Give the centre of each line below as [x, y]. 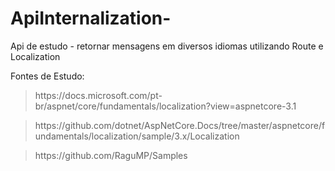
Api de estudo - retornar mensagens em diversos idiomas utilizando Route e [167, 46]
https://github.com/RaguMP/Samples [111, 155]
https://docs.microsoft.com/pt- [98, 95]
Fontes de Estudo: [47, 76]
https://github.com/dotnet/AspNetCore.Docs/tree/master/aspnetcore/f [180, 125]
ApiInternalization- [91, 18]
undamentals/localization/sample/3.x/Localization [137, 136]
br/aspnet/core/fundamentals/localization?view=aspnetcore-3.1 [165, 106]
